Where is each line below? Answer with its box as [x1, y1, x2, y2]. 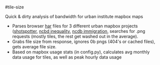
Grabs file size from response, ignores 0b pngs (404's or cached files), [12, 39, 155, 44]
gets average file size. [12, 44, 57, 49]
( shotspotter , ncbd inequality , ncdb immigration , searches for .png [12, 28, 145, 34]
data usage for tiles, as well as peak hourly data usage [12, 54, 122, 60]
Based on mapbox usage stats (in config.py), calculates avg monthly [12, 49, 150, 55]
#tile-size [5, 4, 24, 10]
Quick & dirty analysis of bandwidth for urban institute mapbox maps [5, 14, 143, 19]
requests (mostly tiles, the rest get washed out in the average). [12, 34, 139, 39]
